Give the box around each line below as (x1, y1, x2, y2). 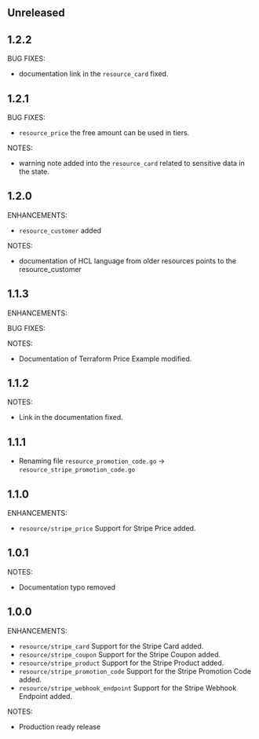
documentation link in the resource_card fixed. (18, 69, 169, 79)
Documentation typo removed (18, 582, 115, 592)
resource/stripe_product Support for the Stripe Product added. (18, 658, 224, 667)
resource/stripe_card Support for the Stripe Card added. (18, 641, 204, 651)
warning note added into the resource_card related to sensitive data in (18, 159, 245, 168)
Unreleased (7, 6, 66, 20)
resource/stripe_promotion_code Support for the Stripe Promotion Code (18, 666, 252, 675)
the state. (18, 167, 50, 176)
